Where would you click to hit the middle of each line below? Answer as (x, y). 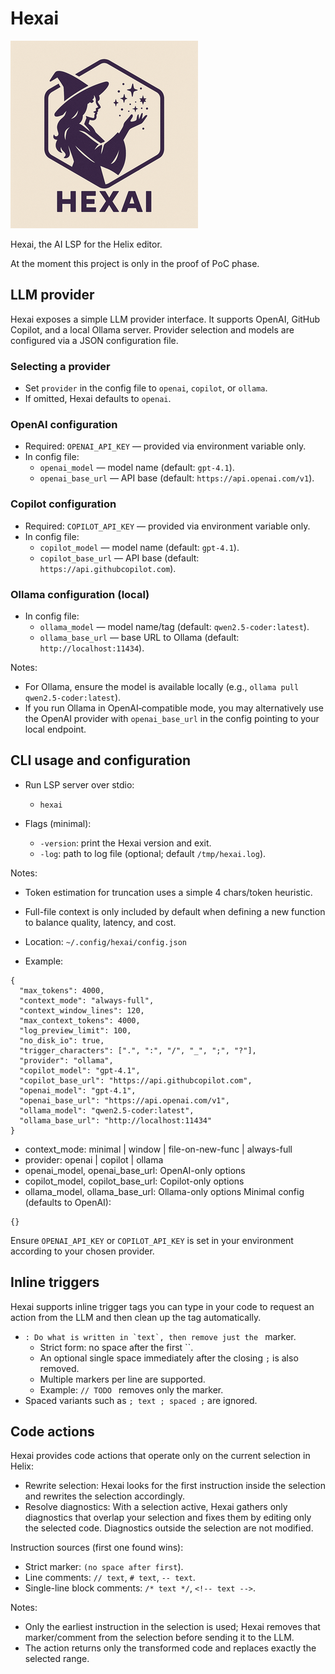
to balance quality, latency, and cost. (100, 922)
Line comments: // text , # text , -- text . (110, 1578)
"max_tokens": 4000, (62, 990)
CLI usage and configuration (101, 760)
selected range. (57, 1659)
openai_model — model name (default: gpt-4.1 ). (137, 468)
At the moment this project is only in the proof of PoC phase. (135, 263)
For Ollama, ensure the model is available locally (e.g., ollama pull (162, 686)
